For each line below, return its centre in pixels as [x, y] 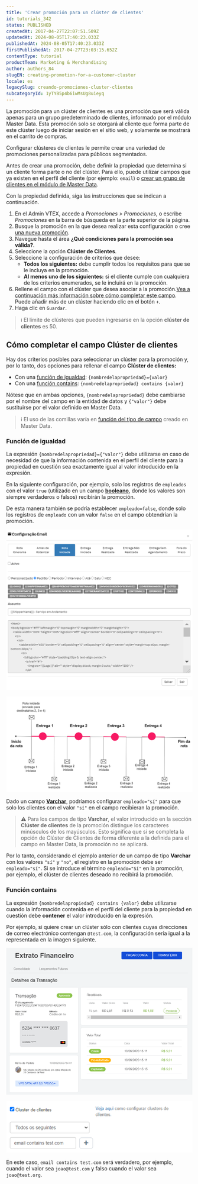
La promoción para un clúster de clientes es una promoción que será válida [98, 111]
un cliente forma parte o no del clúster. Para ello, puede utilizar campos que [98, 172]
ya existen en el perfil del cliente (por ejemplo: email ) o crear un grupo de [95, 178]
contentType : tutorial [34, 56]
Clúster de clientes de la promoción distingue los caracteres [95, 825]
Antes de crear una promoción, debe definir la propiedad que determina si [97, 165]
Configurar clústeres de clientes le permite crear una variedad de [86, 148]
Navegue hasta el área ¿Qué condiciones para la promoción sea [94, 239]
